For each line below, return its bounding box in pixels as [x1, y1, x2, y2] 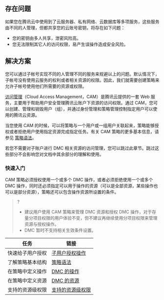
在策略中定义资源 [7, 277, 47, 284]
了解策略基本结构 [7, 259, 47, 266]
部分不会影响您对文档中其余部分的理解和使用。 [9, 151, 104, 157]
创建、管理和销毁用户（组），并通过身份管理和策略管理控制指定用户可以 [9, 106, 153, 112]
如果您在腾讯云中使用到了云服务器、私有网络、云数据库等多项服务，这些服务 [5, 19, 160, 25]
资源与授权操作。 [24, 221, 59, 227]
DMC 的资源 [51, 277, 80, 284]
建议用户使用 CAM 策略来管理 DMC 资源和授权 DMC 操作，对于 [24, 209, 152, 215]
